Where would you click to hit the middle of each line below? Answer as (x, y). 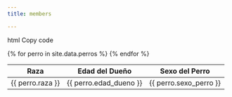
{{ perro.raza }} (36, 83)
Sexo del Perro (185, 71)
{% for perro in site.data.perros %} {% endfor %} (78, 53)
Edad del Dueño (104, 71)
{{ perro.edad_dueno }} (104, 83)
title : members (30, 14)
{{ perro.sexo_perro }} (185, 83)
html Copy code (31, 40)
